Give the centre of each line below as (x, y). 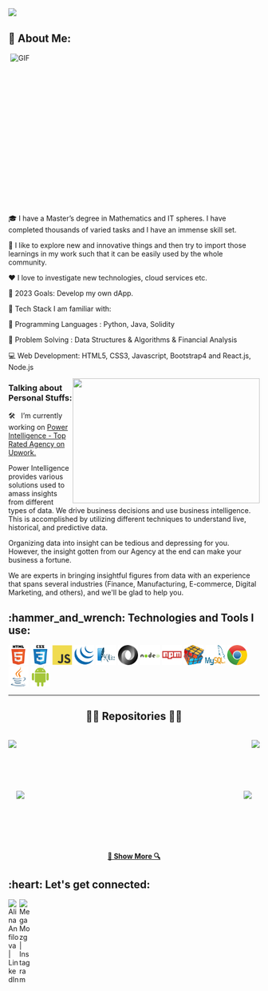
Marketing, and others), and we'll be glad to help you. (96, 593)
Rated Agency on (37, 444)
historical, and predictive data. (58, 527)
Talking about (35, 388)
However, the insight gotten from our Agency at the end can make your (125, 551)
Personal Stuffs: (40, 397)
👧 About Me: (40, 39)
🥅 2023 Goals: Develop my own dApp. (71, 293)
